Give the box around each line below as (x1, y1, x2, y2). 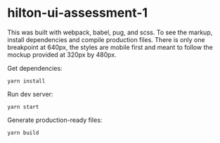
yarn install (7, 77, 46, 85)
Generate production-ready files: (7, 116, 103, 124)
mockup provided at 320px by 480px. (7, 50, 117, 59)
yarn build (7, 129, 39, 136)
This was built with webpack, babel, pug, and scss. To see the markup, (7, 28, 213, 36)
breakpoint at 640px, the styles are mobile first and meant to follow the (7, 43, 213, 51)
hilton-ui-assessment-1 (7, 5, 148, 21)
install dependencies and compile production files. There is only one (7, 35, 205, 43)
